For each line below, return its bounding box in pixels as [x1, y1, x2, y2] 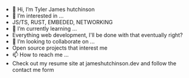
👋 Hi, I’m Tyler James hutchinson [12, 6, 95, 13]
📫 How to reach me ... [12, 51, 69, 58]
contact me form [12, 67, 54, 73]
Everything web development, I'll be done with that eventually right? [12, 31, 183, 39]
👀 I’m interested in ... [12, 12, 64, 19]
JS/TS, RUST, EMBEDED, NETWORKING [12, 19, 113, 25]
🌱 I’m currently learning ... [12, 25, 77, 32]
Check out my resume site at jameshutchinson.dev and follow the [12, 60, 177, 67]
